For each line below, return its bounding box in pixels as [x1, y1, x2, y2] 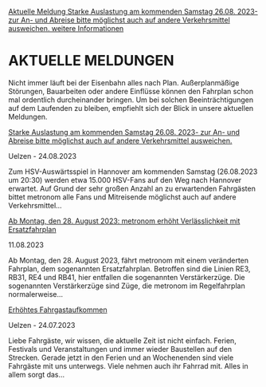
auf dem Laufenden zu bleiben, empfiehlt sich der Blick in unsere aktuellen [8, 103, 254, 113]
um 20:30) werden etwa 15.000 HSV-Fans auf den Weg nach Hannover [8, 175, 242, 184]
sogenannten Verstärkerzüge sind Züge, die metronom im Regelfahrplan [8, 281, 245, 290]
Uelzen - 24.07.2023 [8, 320, 76, 330]
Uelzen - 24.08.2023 [8, 151, 77, 160]
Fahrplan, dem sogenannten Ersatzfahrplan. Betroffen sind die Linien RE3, [8, 263, 251, 274]
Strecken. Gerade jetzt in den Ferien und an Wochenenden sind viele [8, 353, 234, 362]
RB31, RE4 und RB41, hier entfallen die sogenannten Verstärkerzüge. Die [8, 272, 245, 282]
